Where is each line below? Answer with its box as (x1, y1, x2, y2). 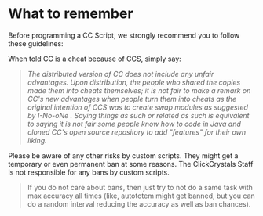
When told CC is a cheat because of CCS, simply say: (8, 54, 182, 63)
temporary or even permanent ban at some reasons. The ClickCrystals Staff (8, 159, 254, 168)
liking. (27, 135, 47, 145)
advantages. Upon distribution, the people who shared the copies (27, 77, 241, 87)
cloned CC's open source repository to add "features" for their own (27, 127, 246, 137)
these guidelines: (8, 38, 64, 48)
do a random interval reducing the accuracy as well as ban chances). (27, 199, 251, 208)
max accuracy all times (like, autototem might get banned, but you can (27, 191, 255, 200)
